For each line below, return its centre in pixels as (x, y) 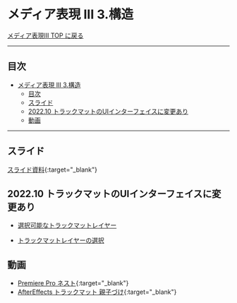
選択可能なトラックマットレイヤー (67, 225)
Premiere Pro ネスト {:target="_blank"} (73, 283)
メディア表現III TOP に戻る (45, 35)
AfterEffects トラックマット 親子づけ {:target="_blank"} (97, 292)
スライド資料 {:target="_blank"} (52, 170)
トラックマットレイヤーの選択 (61, 240)
